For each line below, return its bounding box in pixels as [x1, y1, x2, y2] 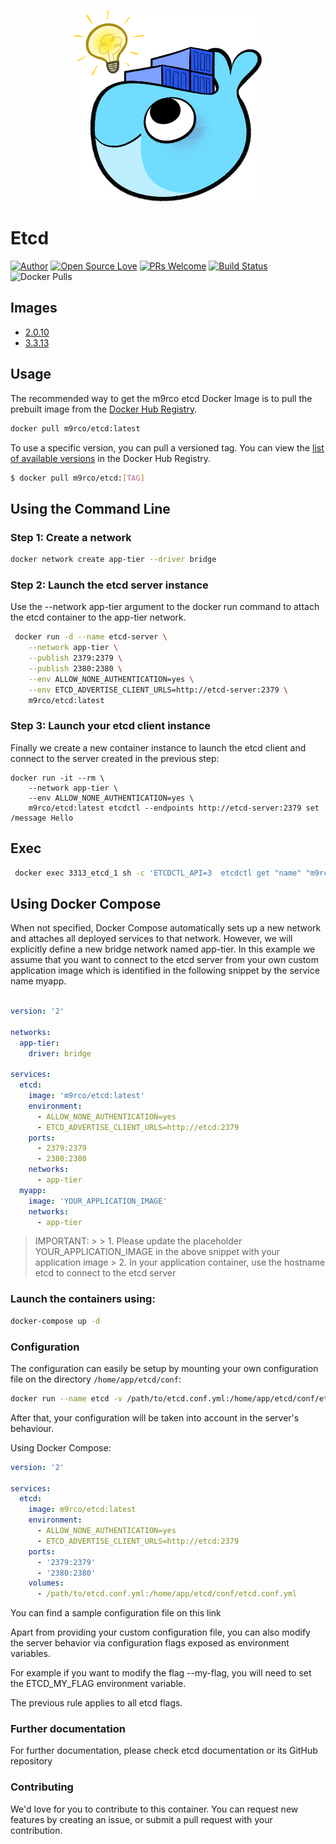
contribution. [10, 1824, 63, 1836]
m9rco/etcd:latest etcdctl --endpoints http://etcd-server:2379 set [28, 803, 320, 813]
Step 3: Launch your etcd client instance [10, 719, 212, 733]
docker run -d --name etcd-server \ [14, 632, 168, 642]
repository [10, 1755, 53, 1767]
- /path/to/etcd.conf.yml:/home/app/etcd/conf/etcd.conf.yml [36, 1589, 298, 1599]
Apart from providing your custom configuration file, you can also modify [10, 1626, 311, 1639]
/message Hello [10, 813, 74, 823]
